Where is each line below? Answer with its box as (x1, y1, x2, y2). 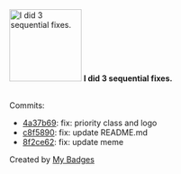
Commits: (9, 100, 45, 111)
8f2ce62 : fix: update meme (22, 137, 124, 147)
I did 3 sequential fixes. (83, 73, 173, 84)
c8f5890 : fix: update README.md (22, 127, 149, 138)
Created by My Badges (9, 154, 95, 165)
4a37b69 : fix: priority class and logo (22, 117, 158, 128)
